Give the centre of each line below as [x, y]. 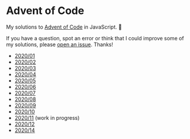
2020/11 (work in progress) [47, 117]
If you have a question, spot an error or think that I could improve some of [95, 38]
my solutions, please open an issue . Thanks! [60, 44]
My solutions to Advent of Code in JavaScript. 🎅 [64, 27]
